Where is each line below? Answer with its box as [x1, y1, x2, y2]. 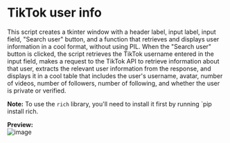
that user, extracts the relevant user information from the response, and [7, 64, 211, 73]
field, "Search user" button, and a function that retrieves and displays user [7, 35, 220, 43]
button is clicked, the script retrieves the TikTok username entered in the [7, 50, 215, 58]
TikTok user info [7, 5, 103, 21]
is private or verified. [7, 86, 67, 95]
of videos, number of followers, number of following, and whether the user [7, 79, 220, 87]
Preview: [7, 120, 33, 128]
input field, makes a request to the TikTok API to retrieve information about [7, 57, 220, 65]
